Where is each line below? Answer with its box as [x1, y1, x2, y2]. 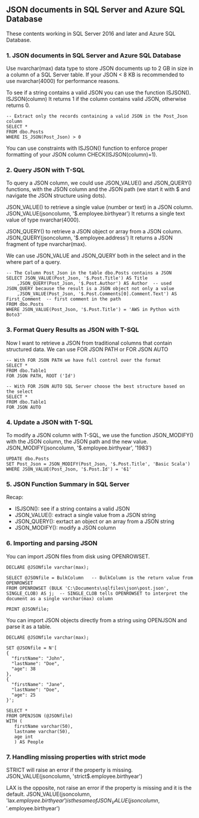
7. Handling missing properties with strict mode [6, 752, 146, 761]
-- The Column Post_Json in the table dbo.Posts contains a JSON [6, 270, 172, 276]
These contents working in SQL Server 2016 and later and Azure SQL [6, 30, 176, 37]
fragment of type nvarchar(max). [6, 241, 87, 248]
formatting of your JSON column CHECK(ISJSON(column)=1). [6, 151, 158, 158]
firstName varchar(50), [14, 723, 73, 729]
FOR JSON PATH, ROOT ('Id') [6, 373, 76, 379]
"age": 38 [11, 666, 36, 672]
